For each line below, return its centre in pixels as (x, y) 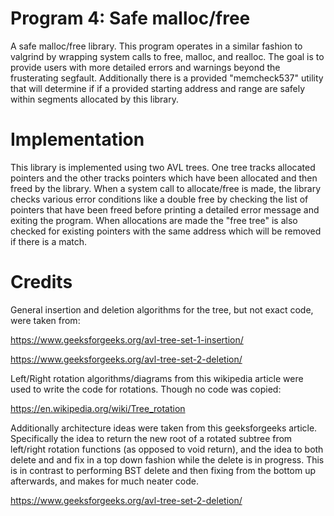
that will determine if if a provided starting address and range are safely (158, 88)
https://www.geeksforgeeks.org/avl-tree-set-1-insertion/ (127, 339)
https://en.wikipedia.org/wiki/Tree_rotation (98, 408)
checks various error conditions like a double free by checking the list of (159, 199)
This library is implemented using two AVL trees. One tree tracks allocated (163, 167)
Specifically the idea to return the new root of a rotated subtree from (151, 438)
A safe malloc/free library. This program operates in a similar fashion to (156, 46)
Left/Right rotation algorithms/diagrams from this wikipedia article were (157, 378)
